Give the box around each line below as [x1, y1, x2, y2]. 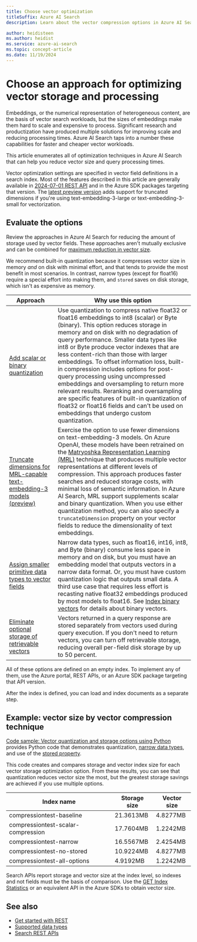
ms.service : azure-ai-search [6, 41, 77, 47]
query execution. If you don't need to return [57, 628, 178, 636]
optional [9, 625, 32, 633]
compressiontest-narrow [9, 838, 79, 846]
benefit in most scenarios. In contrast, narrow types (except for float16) [6, 270, 178, 277]
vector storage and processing [6, 89, 159, 103]
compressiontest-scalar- [9, 821, 80, 829]
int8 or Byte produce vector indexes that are [57, 343, 179, 351]
